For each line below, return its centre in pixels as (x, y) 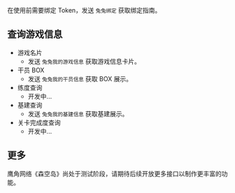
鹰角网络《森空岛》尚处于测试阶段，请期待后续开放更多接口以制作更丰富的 (114, 173)
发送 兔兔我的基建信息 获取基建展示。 (78, 113)
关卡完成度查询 (39, 122)
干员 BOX (31, 70)
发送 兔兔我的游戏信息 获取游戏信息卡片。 (84, 61)
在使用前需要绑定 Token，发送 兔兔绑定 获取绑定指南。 (84, 10)
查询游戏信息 (35, 35)
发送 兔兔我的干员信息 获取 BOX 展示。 (80, 78)
